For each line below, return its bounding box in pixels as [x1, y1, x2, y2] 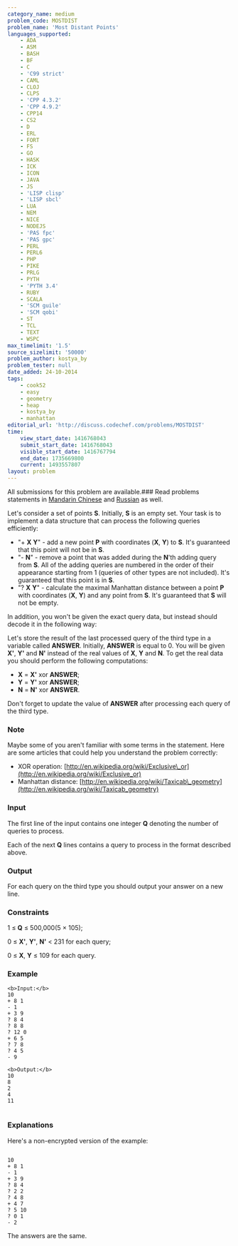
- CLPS [20, 90, 40, 97]
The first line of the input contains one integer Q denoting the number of [7, 819, 219, 827]
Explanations [7, 1120, 54, 1130]
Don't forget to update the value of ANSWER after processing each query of [7, 700, 231, 708]
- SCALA [20, 295, 43, 303]
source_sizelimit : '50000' [7, 349, 87, 356]
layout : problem [7, 468, 55, 475]
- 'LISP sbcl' [20, 196, 62, 203]
